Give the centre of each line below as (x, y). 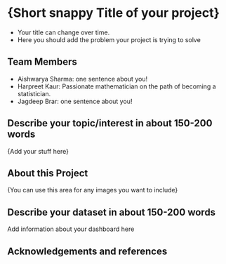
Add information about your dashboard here (71, 229)
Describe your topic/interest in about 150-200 (110, 123)
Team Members (42, 62)
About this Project (48, 173)
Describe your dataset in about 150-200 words (112, 212)
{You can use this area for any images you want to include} (93, 190)
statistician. (34, 93)
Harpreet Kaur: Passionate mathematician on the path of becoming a (117, 86)
